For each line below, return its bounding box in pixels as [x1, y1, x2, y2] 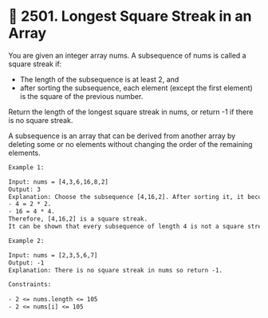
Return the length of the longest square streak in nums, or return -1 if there [8, 107, 254, 117]
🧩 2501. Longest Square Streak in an [8, 7, 252, 26]
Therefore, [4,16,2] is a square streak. [8, 215, 148, 223]
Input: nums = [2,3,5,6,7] [8, 251, 98, 259]
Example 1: [8, 163, 45, 171]
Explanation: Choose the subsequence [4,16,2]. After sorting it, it [8, 193, 245, 201]
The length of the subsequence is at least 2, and [19, 74, 179, 84]
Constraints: [8, 280, 52, 288]
